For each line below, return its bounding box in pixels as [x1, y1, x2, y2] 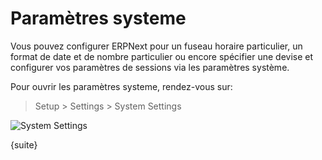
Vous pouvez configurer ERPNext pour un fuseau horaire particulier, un [10, 40, 303, 52]
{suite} [10, 138, 38, 151]
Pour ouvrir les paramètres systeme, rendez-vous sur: [10, 80, 233, 92]
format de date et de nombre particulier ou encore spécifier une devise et [10, 50, 314, 62]
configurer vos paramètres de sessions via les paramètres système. [10, 61, 290, 73]
